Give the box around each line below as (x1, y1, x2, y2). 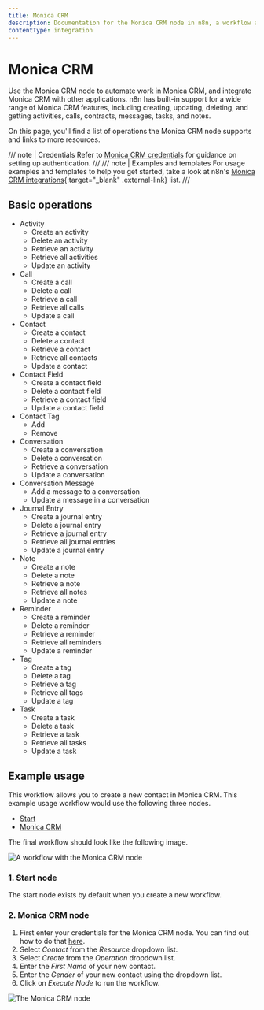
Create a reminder (31, 612, 90, 622)
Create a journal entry (31, 512, 102, 522)
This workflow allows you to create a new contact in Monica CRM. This (8, 789, 238, 800)
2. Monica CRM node (8, 910, 90, 921)
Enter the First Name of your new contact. (19, 961, 156, 971)
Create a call (31, 277, 73, 288)
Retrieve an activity (31, 244, 94, 254)
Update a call (31, 311, 75, 321)
